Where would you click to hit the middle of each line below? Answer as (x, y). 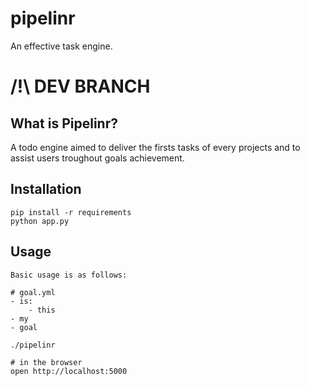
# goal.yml (33, 292)
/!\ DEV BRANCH (80, 86)
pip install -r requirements (71, 212)
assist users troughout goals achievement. (97, 158)
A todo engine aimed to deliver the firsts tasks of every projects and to (155, 147)
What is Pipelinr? (64, 123)
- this (42, 310)
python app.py (40, 221)
